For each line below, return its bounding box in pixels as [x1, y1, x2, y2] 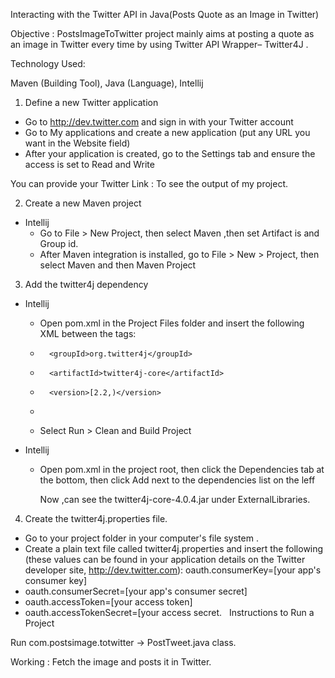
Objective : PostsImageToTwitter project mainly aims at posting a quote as [10, 28, 315, 39]
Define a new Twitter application [24, 97, 159, 108]
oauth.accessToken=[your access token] [24, 596, 193, 608]
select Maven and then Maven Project [39, 259, 197, 271]
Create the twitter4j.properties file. [24, 513, 168, 524]
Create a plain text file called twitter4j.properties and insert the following [24, 543, 324, 554]
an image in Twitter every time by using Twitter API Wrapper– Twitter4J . [10, 39, 309, 50]
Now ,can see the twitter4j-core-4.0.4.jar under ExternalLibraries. [39, 494, 311, 505]
